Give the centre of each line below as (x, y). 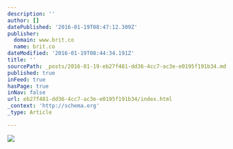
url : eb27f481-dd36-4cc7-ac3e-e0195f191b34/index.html (90, 100)
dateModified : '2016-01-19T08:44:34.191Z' (71, 54)
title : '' (22, 60)
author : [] (23, 20)
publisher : (23, 34)
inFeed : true (27, 79)
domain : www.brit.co (44, 40)
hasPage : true (28, 86)
